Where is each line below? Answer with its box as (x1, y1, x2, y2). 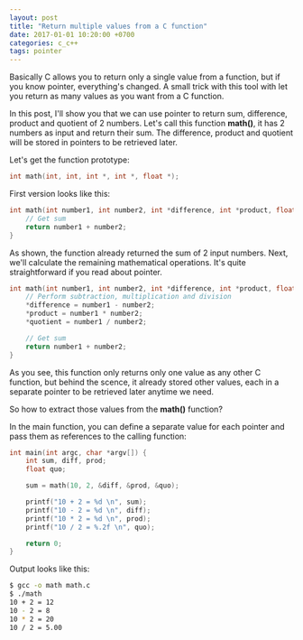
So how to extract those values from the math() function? (9, 403, 224, 414)
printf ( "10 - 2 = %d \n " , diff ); (25, 506, 151, 515)
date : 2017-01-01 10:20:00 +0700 (9, 30, 135, 39)
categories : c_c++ (9, 38, 78, 48)
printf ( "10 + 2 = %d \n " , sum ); (25, 497, 147, 506)
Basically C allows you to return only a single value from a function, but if (9, 71, 281, 82)
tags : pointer (9, 47, 63, 56)
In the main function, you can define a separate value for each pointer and (9, 421, 285, 431)
